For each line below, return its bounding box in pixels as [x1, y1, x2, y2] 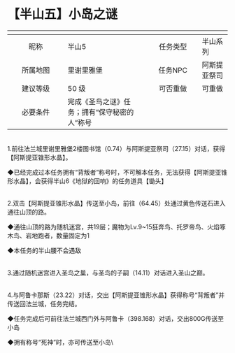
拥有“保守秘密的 [81, 107, 134, 117]
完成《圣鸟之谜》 [67, 96, 124, 106]
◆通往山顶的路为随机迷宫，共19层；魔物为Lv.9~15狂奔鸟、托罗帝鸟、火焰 [7, 222, 220, 231]
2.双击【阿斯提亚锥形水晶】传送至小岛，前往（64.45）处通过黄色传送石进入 [7, 199, 226, 207]
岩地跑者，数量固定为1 [25, 231, 90, 240]
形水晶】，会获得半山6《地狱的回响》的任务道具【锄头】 [7, 176, 168, 185]
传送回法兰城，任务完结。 [7, 299, 81, 308]
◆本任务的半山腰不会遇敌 [7, 246, 82, 254]
